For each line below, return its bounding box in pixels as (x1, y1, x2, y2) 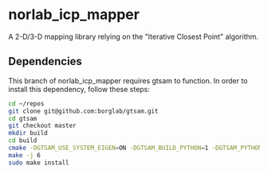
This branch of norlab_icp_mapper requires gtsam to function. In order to (8, 75, 248, 85)
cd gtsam (8, 114, 37, 122)
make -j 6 (8, 151, 41, 160)
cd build (8, 136, 37, 144)
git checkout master (8, 121, 77, 130)
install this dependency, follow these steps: (8, 84, 150, 94)
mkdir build (8, 129, 48, 137)
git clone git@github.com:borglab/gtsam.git (8, 107, 159, 115)
